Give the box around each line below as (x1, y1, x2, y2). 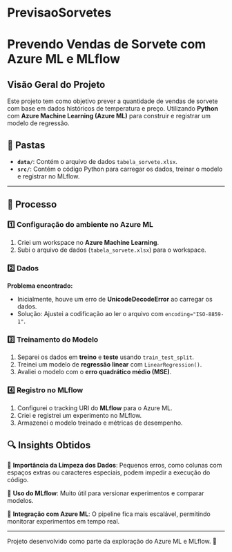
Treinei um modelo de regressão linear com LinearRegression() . (17, 360, 202, 369)
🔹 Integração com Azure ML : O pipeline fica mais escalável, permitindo (7, 510, 211, 518)
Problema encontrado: (7, 282, 73, 290)
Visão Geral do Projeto (7, 78, 106, 91)
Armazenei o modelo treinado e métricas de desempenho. (17, 418, 183, 427)
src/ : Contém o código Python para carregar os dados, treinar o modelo (17, 165, 223, 173)
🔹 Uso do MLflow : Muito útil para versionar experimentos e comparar (7, 489, 204, 497)
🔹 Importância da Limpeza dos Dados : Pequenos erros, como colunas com (7, 461, 222, 470)
